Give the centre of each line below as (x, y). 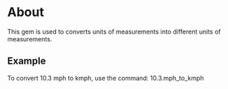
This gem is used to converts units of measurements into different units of (114, 32)
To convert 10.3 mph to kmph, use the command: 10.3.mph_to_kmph (106, 78)
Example (27, 61)
